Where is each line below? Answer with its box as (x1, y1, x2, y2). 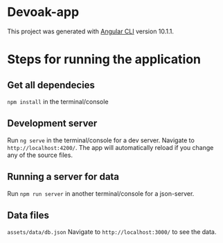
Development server (7, 117, 98, 129)
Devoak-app (7, 4, 80, 20)
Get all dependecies (7, 79, 96, 91)
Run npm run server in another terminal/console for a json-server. (7, 189, 195, 198)
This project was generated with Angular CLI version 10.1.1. (7, 27, 175, 35)
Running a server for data (7, 171, 120, 183)
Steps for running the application (7, 51, 201, 67)
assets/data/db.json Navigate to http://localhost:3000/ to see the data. (7, 228, 217, 236)
